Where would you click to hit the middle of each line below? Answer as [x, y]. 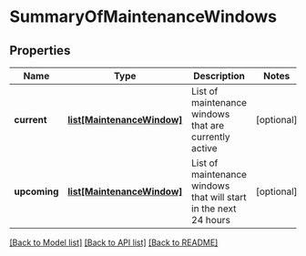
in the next [214, 209]
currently [210, 137]
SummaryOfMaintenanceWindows [143, 17]
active [204, 148]
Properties [40, 51]
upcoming [36, 191]
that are [208, 125]
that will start [219, 197]
